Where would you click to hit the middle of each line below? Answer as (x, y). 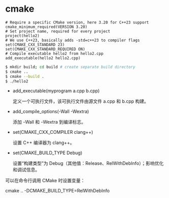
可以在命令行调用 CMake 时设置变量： (45, 181)
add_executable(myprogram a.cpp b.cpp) (56, 91)
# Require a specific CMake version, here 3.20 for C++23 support (77, 22)
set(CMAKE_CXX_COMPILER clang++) (53, 132)
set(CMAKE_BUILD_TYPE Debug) (47, 153)
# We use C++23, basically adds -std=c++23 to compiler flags (73, 40)
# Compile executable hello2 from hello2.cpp (54, 53)
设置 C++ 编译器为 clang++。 (44, 143)
